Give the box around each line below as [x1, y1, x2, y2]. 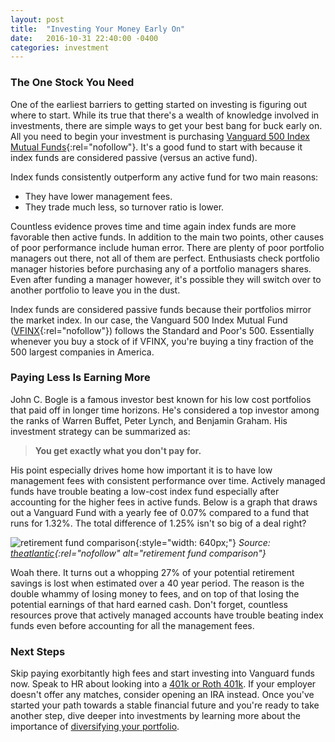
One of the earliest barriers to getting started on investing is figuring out [10, 98, 308, 110]
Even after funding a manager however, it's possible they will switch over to [10, 273, 322, 285]
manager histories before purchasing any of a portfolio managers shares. [10, 262, 312, 275]
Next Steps [10, 644, 66, 658]
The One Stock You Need [10, 76, 135, 90]
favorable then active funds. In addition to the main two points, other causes [10, 231, 325, 243]
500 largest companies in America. [10, 346, 155, 358]
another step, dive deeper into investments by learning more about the [10, 710, 301, 722]
